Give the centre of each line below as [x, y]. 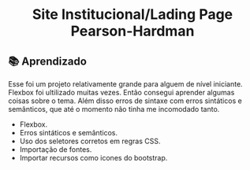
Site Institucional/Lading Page [132, 15]
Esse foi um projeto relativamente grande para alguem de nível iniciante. [125, 84]
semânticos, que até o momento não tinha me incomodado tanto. [114, 109]
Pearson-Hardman [132, 31]
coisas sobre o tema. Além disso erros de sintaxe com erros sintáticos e [125, 101]
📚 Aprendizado [47, 61]
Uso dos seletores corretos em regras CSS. [90, 141]
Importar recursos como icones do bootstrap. [93, 158]
